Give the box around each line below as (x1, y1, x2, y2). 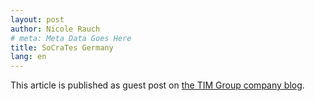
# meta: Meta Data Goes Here (10, 33, 132, 43)
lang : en (10, 52, 47, 62)
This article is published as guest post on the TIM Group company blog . (10, 79, 305, 91)
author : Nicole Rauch (10, 24, 101, 34)
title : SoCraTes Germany (10, 42, 114, 53)
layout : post (10, 14, 65, 25)
